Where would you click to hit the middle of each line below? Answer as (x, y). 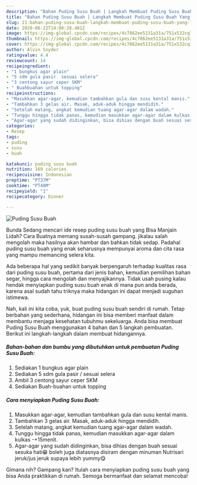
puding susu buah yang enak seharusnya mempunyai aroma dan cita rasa (95, 248)
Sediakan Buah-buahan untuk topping (60, 386)
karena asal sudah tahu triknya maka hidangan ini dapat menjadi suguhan (95, 291)
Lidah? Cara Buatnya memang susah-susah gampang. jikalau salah (87, 236)
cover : (14, 45)
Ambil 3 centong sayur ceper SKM (56, 380)
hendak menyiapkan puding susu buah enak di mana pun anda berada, (92, 284)
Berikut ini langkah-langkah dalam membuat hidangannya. (76, 333)
